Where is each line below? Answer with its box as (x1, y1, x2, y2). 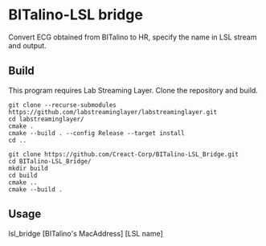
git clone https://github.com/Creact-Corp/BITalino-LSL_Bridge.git (8, 150, 239, 158)
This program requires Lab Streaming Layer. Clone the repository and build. (8, 85, 259, 95)
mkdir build (8, 164, 48, 172)
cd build (8, 171, 38, 179)
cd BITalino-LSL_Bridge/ (8, 157, 92, 166)
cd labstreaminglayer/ (8, 115, 84, 123)
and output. (8, 40, 47, 50)
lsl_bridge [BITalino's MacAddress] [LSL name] (8, 228, 163, 238)
